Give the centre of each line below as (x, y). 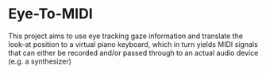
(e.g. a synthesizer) (40, 61)
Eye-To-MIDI (50, 14)
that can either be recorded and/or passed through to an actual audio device (133, 53)
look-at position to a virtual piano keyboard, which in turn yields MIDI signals (133, 44)
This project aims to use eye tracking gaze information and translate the (126, 36)
